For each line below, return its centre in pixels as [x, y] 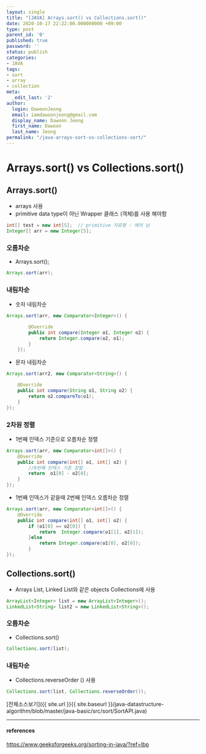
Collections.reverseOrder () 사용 [55, 680]
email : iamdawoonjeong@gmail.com [55, 115]
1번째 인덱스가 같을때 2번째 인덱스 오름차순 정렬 [72, 498]
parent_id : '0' [26, 35]
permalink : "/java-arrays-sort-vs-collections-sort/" [77, 138]
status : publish [27, 52]
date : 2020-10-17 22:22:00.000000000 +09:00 [64, 23]
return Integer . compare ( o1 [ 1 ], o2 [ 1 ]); [91, 532]
